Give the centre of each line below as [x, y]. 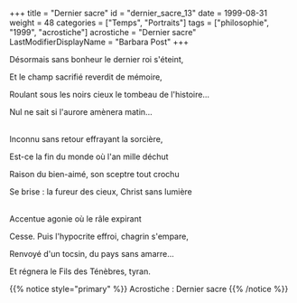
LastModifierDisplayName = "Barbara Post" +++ [99, 42]
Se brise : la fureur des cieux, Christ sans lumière [101, 192]
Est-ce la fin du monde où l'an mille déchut [89, 156]
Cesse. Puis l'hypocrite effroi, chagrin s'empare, [99, 236]
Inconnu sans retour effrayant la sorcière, [86, 139]
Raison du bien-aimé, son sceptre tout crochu [94, 174]
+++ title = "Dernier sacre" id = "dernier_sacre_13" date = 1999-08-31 [139, 13]
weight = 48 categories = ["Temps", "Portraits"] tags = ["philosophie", [139, 23]
